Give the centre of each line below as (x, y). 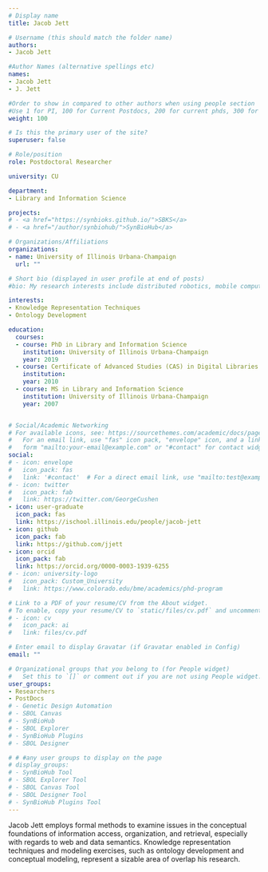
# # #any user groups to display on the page (85, 758)
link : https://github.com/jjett (69, 544)
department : (28, 191)
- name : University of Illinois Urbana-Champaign (93, 256)
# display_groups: (39, 765)
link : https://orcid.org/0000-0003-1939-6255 (93, 567)
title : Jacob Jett (39, 23)
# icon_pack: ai (39, 625)
